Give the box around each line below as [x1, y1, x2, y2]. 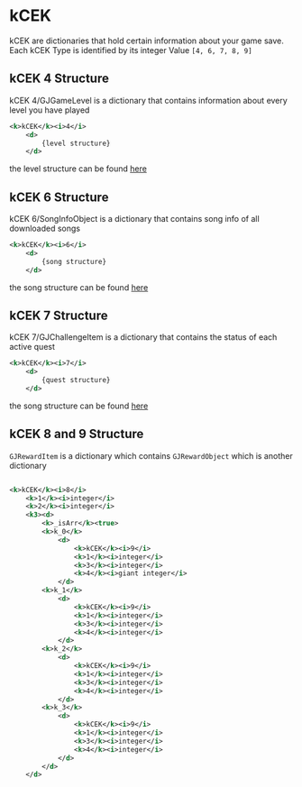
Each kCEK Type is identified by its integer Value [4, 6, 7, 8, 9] [9, 44, 252, 55]
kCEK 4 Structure [9, 71, 110, 87]
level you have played [9, 105, 90, 115]
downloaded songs [9, 223, 81, 234]
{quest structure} [41, 376, 111, 385]
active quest [9, 342, 56, 352]
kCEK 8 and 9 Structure [9, 426, 144, 442]
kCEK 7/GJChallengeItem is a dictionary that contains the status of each [9, 332, 278, 343]
